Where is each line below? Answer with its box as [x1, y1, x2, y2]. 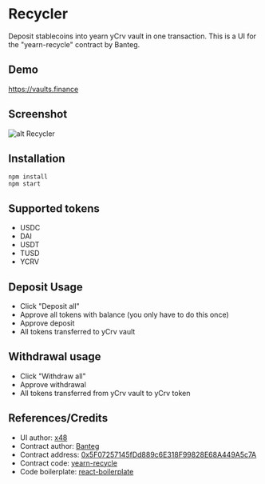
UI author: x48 [19, 433, 68, 442]
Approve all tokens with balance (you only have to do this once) [19, 310, 229, 319]
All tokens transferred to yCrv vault [19, 327, 136, 336]
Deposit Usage [8, 280, 84, 294]
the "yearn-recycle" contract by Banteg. [8, 39, 140, 49]
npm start [8, 180, 42, 188]
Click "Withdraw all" [19, 371, 86, 381]
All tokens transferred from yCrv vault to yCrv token [19, 388, 191, 398]
